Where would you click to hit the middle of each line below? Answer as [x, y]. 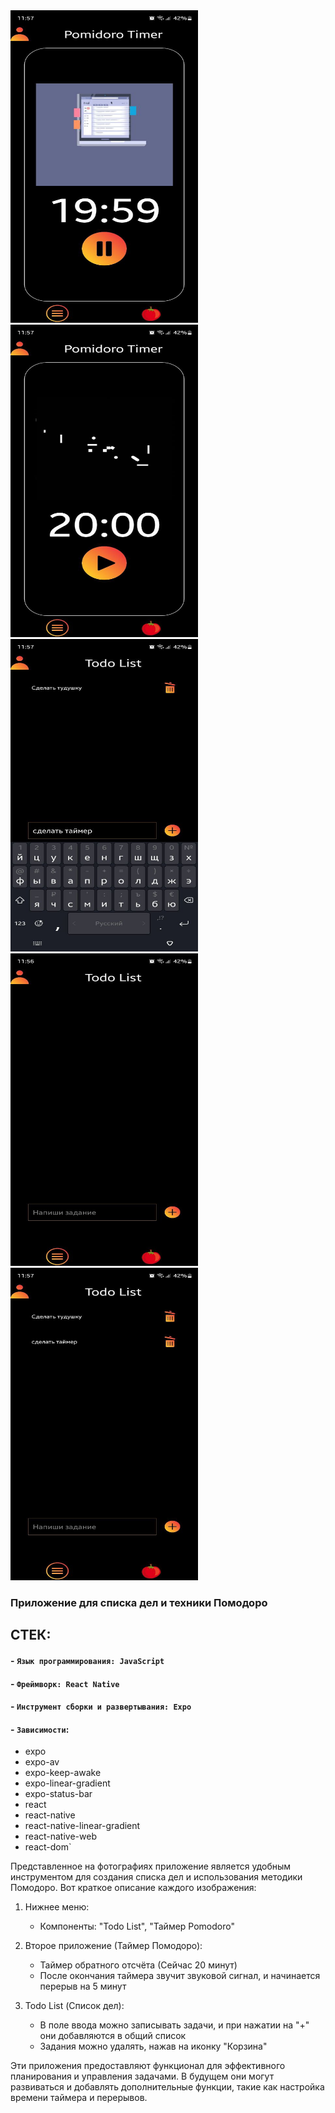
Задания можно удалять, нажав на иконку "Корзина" [153, 2046]
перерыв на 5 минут [83, 1986]
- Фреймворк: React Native [65, 1683]
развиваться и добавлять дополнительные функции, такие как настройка [167, 2087]
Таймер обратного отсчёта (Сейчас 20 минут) [138, 1965]
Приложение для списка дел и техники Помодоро [139, 1602]
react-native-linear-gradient [82, 1826]
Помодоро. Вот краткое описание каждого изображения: [133, 1888]
